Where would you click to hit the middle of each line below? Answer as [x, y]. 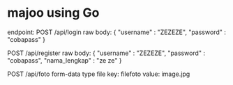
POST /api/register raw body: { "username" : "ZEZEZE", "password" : [106, 53]
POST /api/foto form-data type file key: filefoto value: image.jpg [99, 74]
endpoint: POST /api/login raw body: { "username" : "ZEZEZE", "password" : [117, 32]
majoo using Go [53, 13]
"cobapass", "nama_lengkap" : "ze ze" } [65, 60]
